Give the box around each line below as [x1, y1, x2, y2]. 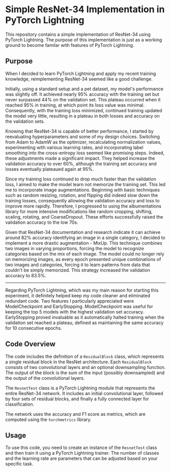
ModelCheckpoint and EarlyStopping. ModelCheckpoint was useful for [5, 303, 153, 309]
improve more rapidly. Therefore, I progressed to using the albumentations [5, 203, 162, 209]
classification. [5, 401, 35, 407]
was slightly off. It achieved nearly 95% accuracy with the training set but [5, 91, 159, 97]
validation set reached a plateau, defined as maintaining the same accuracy [5, 320, 164, 326]
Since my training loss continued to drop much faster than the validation [5, 176, 156, 182]
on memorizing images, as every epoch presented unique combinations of [5, 256, 161, 262]
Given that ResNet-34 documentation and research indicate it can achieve [5, 229, 161, 235]
